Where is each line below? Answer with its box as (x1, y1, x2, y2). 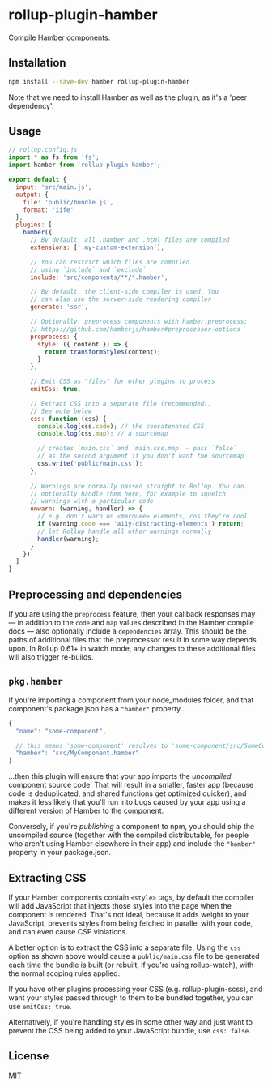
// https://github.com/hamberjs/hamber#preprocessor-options (29, 324, 241, 333)
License (8, 1049, 49, 1063)
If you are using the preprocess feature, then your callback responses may (8, 609, 256, 618)
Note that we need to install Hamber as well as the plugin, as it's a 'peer (8, 92, 248, 102)
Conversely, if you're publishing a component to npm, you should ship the (8, 822, 255, 831)
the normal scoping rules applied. (8, 969, 121, 978)
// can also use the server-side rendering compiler (29, 295, 212, 303)
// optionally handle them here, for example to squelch (29, 489, 227, 498)
